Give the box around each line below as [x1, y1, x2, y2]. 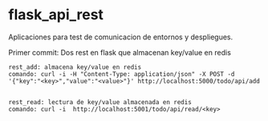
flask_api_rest [8, 6, 104, 24]
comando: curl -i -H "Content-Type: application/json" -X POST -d [8, 70, 235, 78]
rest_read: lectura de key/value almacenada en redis [8, 98, 193, 106]
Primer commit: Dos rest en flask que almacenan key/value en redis [8, 47, 231, 57]
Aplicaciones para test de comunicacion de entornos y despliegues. [8, 32, 233, 42]
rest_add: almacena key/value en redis [8, 63, 142, 71]
